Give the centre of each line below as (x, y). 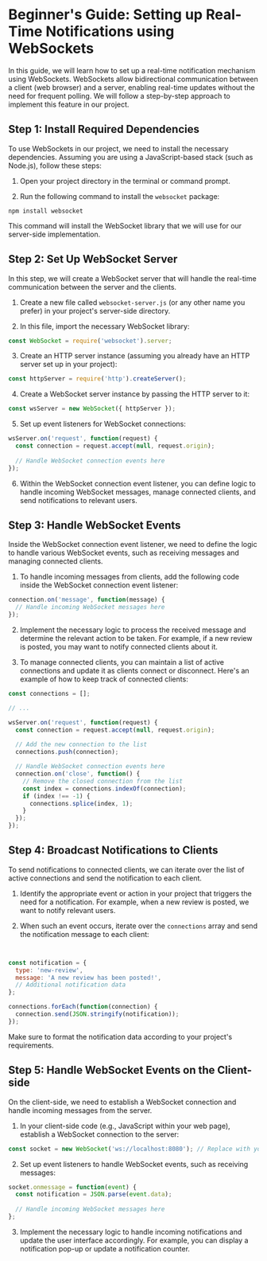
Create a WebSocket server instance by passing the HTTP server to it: (135, 394)
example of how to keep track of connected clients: (104, 679)
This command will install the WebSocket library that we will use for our (125, 225)
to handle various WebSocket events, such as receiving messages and (124, 553)
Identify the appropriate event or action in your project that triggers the (135, 893)
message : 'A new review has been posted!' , (88, 978)
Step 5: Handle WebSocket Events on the (112, 1070)
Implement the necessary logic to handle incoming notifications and (131, 1232)
